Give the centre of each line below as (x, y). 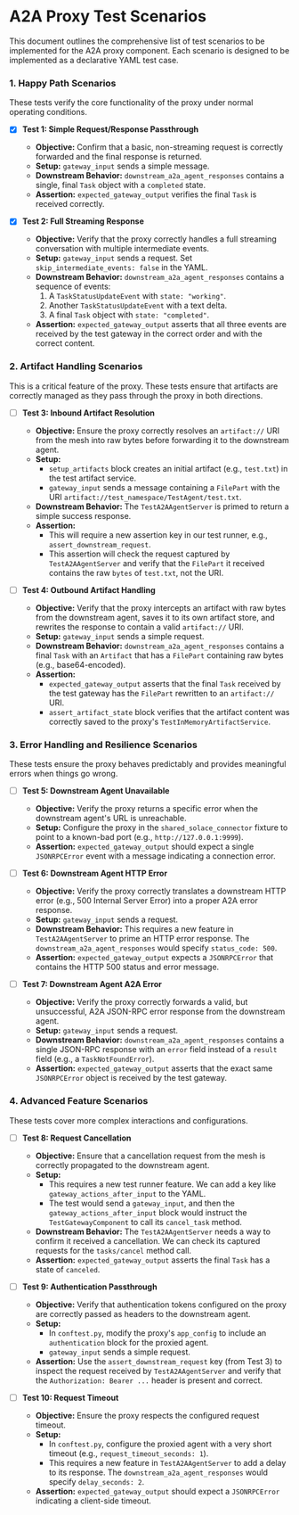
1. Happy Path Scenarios (63, 83)
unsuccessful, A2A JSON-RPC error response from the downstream (160, 1012)
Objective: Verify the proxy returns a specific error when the (146, 809)
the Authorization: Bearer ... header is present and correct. (149, 1380)
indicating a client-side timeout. (93, 1501)
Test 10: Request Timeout (70, 1397)
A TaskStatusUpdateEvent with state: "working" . (137, 296)
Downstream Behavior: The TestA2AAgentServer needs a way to (153, 1231)
